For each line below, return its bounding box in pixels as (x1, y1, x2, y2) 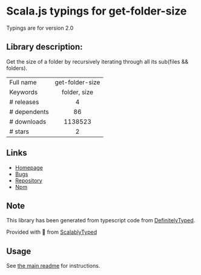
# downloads (9, 117, 47, 125)
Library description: (6, 42, 83, 52)
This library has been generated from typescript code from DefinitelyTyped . (6, 217, 196, 224)
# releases (9, 98, 39, 106)
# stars (9, 127, 29, 136)
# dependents (9, 107, 50, 116)
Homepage (15, 164, 44, 171)
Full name (9, 78, 38, 86)
